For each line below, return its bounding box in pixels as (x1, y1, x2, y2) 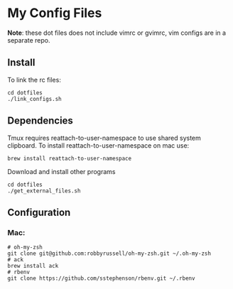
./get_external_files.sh (7, 187, 81, 195)
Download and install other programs (7, 167, 116, 175)
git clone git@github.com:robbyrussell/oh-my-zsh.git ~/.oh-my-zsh (7, 250, 212, 257)
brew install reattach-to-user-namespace (7, 155, 132, 162)
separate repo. (7, 36, 50, 44)
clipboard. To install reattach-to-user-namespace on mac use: (7, 141, 190, 150)
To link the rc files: (7, 75, 62, 84)
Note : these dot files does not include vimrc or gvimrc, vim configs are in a (7, 28, 226, 37)
